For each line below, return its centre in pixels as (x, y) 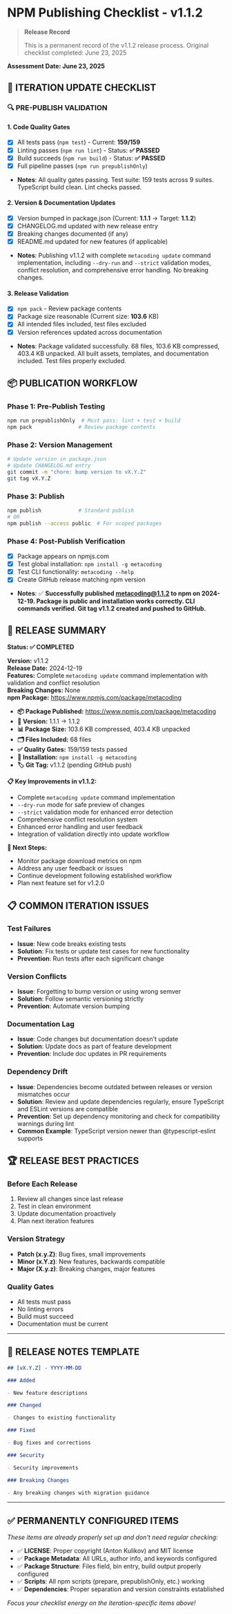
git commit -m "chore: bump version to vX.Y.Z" (77, 472)
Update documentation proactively (66, 1214)
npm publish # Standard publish (71, 511)
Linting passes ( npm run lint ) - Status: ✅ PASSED (88, 150)
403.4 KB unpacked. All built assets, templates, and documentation (113, 353)
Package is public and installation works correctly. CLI (116, 601)
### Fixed (21, 1430)
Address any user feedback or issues (70, 869)
